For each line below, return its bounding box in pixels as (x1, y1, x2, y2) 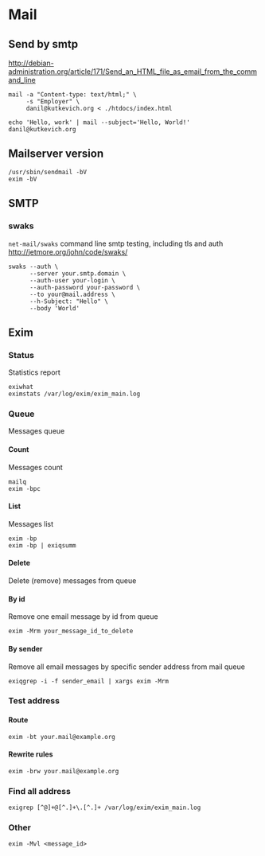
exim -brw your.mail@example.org (8, 767, 119, 775)
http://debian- (8, 58, 54, 68)
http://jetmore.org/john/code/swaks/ (8, 247, 128, 256)
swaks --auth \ (8, 263, 59, 270)
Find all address (8, 785, 72, 796)
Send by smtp (8, 37, 78, 51)
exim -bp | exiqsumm (8, 541, 77, 550)
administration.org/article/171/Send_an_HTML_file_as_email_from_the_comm (8, 67, 257, 76)
